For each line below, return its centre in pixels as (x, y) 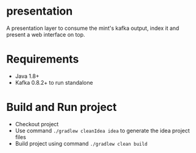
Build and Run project (61, 107)
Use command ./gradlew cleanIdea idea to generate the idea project (102, 130)
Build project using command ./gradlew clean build (81, 143)
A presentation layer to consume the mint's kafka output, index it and (93, 28)
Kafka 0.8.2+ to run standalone (54, 82)
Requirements (43, 59)
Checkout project (37, 124)
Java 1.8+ (27, 76)
